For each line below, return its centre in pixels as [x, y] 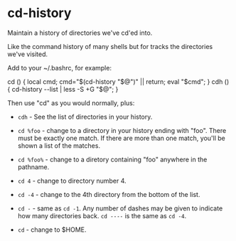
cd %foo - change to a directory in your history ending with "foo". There [122, 130]
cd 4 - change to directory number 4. [72, 181]
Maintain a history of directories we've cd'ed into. [80, 33]
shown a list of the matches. [59, 145]
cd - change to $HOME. [52, 230]
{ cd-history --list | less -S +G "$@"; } [63, 89]
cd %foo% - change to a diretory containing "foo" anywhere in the [112, 159]
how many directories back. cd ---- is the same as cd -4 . [102, 215]
